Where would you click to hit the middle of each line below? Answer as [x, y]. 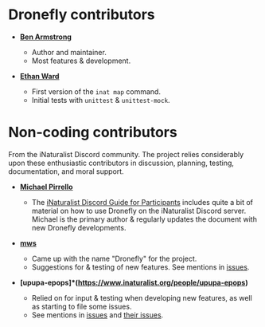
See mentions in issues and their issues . [97, 315]
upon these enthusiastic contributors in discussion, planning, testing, [121, 163]
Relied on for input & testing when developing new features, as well [142, 297]
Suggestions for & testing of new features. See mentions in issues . [140, 267]
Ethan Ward [39, 76]
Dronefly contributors [82, 15]
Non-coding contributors [93, 132]
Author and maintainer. [69, 52]
